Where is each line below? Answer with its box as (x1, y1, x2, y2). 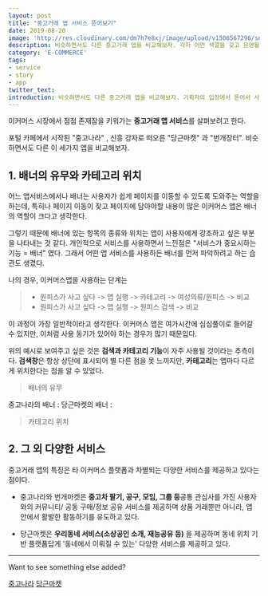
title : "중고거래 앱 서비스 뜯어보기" (8, 19, 117, 27)
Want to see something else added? (8, 562, 126, 571)
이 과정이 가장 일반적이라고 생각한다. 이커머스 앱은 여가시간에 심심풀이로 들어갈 (8, 319, 254, 329)
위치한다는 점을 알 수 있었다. (16, 366, 104, 376)
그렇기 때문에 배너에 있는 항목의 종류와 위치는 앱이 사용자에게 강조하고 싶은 (8, 228, 241, 238)
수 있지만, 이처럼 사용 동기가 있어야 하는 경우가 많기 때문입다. (8, 329, 198, 339)
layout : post (8, 11, 52, 20)
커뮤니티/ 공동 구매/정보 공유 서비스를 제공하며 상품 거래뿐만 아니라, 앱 (34, 502, 253, 511)
